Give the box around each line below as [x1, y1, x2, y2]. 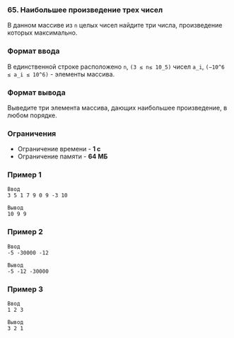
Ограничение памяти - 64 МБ [17, 152, 108, 161]
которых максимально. [7, 28, 78, 37]
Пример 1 [7, 170, 42, 180]
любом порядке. [7, 111, 58, 120]
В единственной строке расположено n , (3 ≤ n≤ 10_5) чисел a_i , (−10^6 [7, 62, 225, 71]
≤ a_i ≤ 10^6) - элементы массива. [7, 69, 115, 78]
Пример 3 [7, 284, 44, 294]
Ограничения [7, 129, 57, 139]
